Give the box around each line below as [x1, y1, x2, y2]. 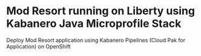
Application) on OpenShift [6, 43, 71, 50]
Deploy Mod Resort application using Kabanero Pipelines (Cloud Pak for [6, 36, 186, 43]
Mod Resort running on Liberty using [6, 4, 196, 18]
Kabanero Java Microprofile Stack [6, 17, 182, 30]
